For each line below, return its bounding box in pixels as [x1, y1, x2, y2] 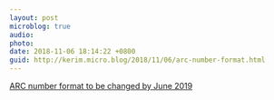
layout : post [9, 13, 59, 23]
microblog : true [9, 22, 71, 31]
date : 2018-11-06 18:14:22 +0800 [9, 47, 136, 56]
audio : [9, 30, 34, 39]
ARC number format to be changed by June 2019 [9, 81, 193, 91]
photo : [9, 38, 34, 48]
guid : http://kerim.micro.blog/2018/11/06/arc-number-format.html [9, 55, 266, 65]
